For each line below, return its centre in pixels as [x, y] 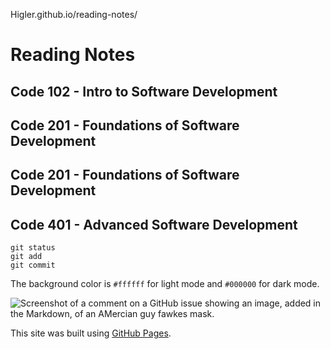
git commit [33, 265]
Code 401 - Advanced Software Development [154, 224]
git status [33, 248]
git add [26, 257]
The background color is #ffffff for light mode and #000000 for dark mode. [165, 284]
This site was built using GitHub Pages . [91, 333]
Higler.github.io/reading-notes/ [74, 14]
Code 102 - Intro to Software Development [144, 91]
